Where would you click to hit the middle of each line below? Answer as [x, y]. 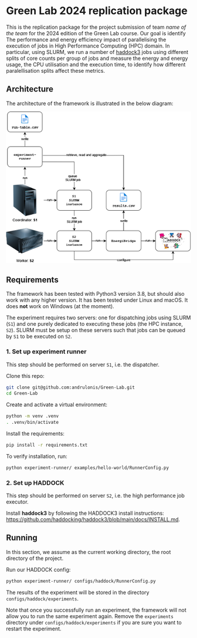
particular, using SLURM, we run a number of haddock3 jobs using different [97, 52]
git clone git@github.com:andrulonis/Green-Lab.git [70, 387]
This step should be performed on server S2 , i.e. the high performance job [95, 496]
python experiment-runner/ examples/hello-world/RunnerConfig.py [87, 468]
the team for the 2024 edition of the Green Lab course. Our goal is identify [96, 33]
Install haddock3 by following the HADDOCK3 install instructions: [85, 513]
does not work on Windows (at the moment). [60, 306]
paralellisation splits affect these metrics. [56, 70]
